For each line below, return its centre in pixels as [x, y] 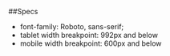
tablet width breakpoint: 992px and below [89, 35]
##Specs [23, 11]
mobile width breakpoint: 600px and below [91, 43]
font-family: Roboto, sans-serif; [72, 26]
